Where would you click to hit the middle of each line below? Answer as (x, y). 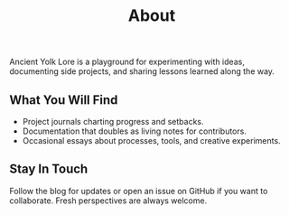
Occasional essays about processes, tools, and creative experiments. (152, 140)
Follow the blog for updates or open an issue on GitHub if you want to (139, 191)
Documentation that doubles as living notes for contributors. (134, 131)
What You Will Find (64, 100)
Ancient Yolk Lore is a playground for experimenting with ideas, (127, 62)
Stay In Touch (49, 169)
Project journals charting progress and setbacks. (113, 122)
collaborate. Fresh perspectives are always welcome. (108, 201)
